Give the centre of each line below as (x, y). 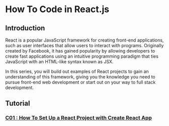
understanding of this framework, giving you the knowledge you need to (80, 77)
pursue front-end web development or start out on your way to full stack (80, 82)
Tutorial (18, 103)
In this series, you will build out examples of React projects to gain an (77, 71)
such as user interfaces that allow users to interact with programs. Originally (84, 46)
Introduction (25, 28)
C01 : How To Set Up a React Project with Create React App (79, 118)
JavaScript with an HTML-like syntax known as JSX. (59, 61)
